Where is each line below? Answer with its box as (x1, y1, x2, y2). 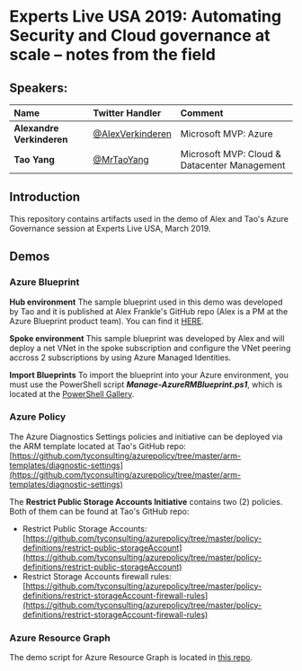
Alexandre (13, 122, 59, 134)
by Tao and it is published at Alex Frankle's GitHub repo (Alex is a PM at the (9, 305, 289, 316)
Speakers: (9, 80, 68, 95)
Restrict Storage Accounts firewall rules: (22, 570, 173, 581)
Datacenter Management (180, 159, 286, 172)
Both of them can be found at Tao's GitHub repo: (9, 506, 190, 516)
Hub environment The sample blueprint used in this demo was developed (9, 296, 283, 307)
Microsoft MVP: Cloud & (180, 148, 281, 160)
